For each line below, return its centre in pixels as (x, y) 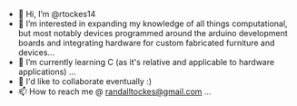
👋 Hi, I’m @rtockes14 (57, 14)
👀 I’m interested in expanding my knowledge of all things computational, (153, 24)
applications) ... (47, 72)
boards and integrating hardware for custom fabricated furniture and (146, 43)
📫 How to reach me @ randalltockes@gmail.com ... (114, 92)
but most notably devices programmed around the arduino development (153, 33)
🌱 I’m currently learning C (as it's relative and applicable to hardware (146, 62)
